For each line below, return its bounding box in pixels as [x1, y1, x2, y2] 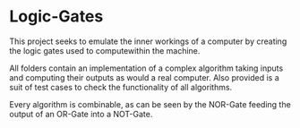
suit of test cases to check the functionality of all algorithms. [9, 81, 233, 92]
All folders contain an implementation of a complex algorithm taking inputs [9, 63, 284, 73]
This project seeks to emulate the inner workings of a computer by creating [9, 36, 287, 47]
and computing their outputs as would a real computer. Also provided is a [9, 72, 279, 82]
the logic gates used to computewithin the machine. [9, 45, 201, 55]
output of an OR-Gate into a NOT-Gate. [9, 108, 153, 119]
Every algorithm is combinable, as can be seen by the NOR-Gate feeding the [9, 98, 291, 109]
